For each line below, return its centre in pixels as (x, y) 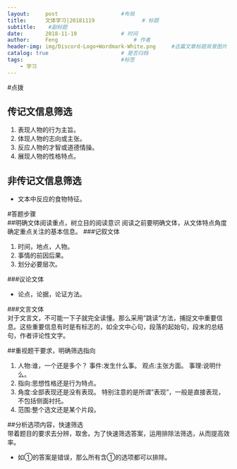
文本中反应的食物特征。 (51, 199)
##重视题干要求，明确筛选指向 (51, 351)
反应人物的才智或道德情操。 (58, 147)
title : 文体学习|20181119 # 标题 (83, 20)
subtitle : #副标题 (37, 27)
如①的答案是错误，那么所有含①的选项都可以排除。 (94, 457)
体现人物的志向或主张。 (51, 139)
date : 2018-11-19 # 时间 (73, 33)
